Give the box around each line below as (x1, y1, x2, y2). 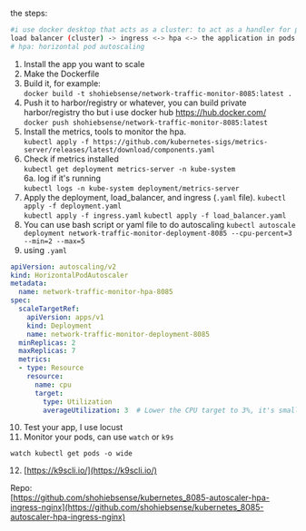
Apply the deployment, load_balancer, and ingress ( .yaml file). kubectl (23, 192, 287, 202)
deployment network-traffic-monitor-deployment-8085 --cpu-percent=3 (23, 229, 293, 238)
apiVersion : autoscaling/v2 (10, 262, 117, 271)
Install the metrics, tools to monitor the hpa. (23, 126, 187, 137)
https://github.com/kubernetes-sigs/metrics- (93, 137, 269, 146)
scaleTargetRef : (18, 304, 80, 313)
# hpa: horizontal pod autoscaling (10, 42, 145, 51)
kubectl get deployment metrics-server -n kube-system (23, 164, 236, 173)
